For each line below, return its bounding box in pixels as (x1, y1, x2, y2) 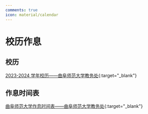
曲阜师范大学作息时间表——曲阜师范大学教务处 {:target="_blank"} (5, 103, 143, 109)
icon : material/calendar (5, 12, 59, 17)
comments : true (5, 7, 38, 13)
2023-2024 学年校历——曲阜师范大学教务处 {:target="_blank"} (5, 72, 137, 78)
